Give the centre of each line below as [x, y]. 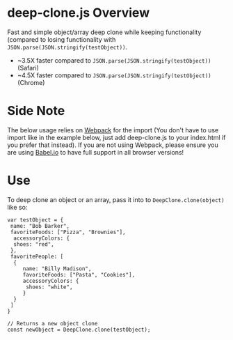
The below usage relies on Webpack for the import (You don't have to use [113, 130]
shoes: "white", [49, 287]
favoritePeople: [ [37, 256]
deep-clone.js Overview [79, 13]
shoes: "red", [34, 244]
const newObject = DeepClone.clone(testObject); [79, 330]
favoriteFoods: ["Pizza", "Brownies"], [68, 232]
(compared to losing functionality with [62, 39]
